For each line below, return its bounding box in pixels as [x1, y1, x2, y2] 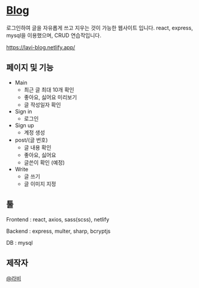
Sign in [14, 107, 32, 115]
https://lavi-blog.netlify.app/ [6, 43, 76, 51]
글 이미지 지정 [23, 180, 56, 187]
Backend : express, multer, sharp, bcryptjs [6, 227, 111, 235]
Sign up [14, 121, 34, 129]
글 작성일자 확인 [23, 101, 61, 108]
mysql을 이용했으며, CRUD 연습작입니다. [6, 31, 102, 39]
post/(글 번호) [14, 136, 48, 143]
